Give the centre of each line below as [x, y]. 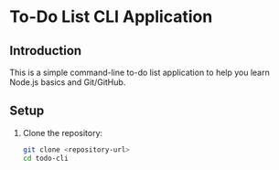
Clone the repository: [63, 133]
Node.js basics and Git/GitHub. [68, 82]
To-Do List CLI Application [111, 17]
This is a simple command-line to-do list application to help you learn [139, 72]
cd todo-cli [45, 158]
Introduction [46, 51]
